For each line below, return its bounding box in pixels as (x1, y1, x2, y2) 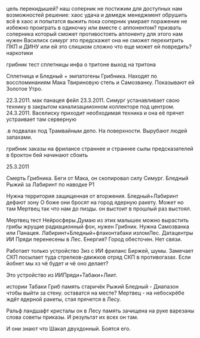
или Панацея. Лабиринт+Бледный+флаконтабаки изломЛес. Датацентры (6, 230, 193, 236)
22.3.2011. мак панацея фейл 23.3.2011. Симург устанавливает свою (6, 97, 180, 104)
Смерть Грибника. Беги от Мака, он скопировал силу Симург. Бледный (6, 175, 189, 181)
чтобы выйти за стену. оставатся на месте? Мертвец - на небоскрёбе (6, 289, 185, 296)
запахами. (6, 134, 33, 141)
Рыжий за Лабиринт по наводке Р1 (6, 181, 94, 188)
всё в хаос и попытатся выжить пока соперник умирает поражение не (6, 18, 187, 24)
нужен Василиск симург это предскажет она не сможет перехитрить (6, 37, 184, 44)
